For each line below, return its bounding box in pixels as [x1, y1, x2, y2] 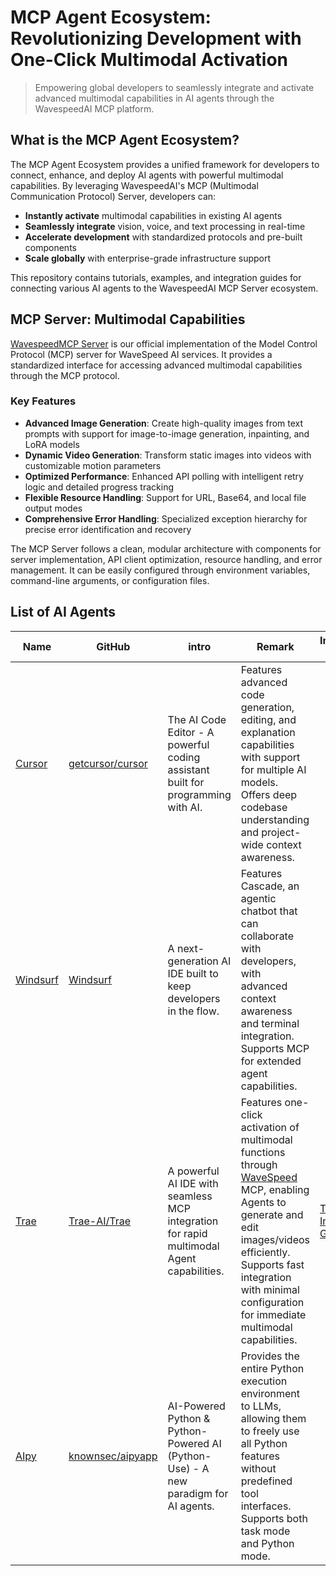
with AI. [167, 800, 203, 814]
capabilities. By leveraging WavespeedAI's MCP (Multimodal [10, 179, 259, 191]
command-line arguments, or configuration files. [10, 574, 210, 586]
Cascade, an [240, 879, 300, 893]
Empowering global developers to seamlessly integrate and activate [34, 81, 315, 93]
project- [261, 825, 302, 839]
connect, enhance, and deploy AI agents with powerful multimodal [10, 169, 284, 181]
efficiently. [240, 1245, 291, 1259]
